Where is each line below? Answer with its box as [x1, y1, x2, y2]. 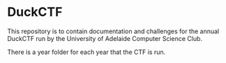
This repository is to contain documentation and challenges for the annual [7, 27, 220, 35]
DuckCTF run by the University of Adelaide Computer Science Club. [7, 34, 203, 42]
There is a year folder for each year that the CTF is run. [7, 48, 166, 56]
